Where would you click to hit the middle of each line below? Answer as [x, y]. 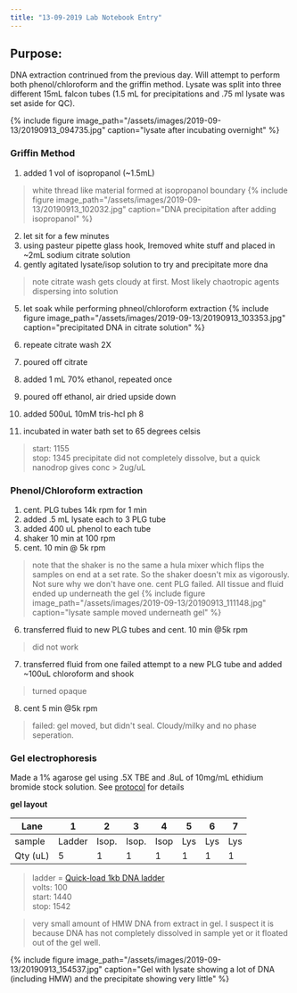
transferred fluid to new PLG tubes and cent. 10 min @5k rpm [135, 630]
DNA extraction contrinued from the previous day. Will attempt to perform [145, 75]
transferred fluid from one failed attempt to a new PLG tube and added [153, 665]
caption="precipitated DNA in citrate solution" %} [114, 327]
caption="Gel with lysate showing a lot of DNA [190, 970]
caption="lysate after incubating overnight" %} [194, 130]
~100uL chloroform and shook [78, 674]
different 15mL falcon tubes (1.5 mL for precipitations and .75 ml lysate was [148, 94]
